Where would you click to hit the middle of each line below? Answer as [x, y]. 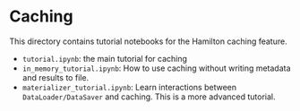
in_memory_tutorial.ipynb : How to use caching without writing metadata [156, 68]
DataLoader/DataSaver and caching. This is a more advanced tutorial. [149, 97]
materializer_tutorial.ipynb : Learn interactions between [129, 87]
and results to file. [56, 77]
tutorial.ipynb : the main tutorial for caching [105, 58]
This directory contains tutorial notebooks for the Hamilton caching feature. [149, 41]
